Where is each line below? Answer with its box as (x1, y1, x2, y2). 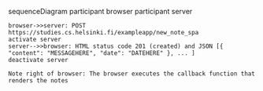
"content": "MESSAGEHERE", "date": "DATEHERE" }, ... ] (8, 49, 195, 57)
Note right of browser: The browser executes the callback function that (8, 70, 256, 78)
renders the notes (8, 77, 69, 85)
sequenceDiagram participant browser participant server (8, 7, 193, 16)
